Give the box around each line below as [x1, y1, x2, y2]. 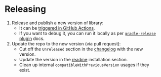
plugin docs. [19, 36, 45, 41]
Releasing [4, 3, 46, 15]
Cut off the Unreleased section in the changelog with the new [19, 46, 143, 52]
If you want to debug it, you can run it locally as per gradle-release [19, 30, 156, 36]
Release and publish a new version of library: [11, 20, 104, 26]
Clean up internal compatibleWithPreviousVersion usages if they [19, 62, 149, 68]
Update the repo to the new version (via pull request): [11, 40, 121, 46]
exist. [19, 67, 31, 73]
